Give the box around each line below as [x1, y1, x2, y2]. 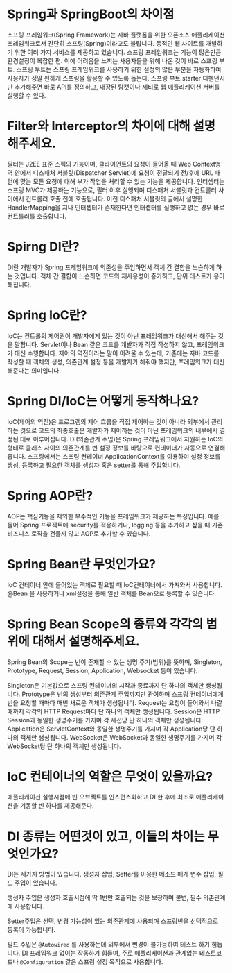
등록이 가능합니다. [7, 926, 56, 934]
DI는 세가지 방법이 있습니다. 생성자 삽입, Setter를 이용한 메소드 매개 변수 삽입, [7, 870, 217, 879]
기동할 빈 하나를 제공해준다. [19, 802, 95, 810]
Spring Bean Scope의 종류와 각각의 [7, 616, 204, 632]
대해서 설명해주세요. [32, 633, 140, 649]
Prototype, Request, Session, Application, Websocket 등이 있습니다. [7, 666, 198, 675]
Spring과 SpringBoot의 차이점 [7, 6, 175, 22]
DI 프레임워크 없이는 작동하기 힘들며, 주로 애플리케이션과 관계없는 [21, 949, 198, 958]
